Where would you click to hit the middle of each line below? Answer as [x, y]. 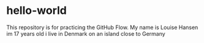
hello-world [37, 11]
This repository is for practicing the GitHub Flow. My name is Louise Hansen [102, 27]
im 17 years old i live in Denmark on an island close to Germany [86, 33]
